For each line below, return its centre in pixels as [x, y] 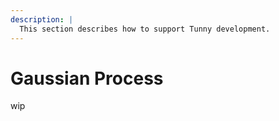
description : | [42, 19]
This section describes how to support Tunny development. [145, 29]
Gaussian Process [87, 78]
